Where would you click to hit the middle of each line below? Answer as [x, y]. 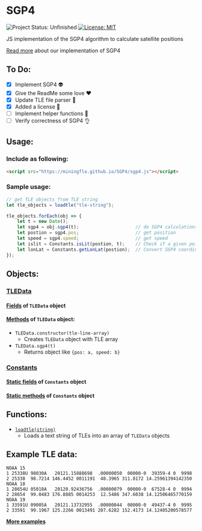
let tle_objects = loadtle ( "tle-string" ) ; [60, 205]
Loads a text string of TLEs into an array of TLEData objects [97, 435]
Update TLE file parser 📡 [45, 99]
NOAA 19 [16, 500]
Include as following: [37, 159]
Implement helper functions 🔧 [51, 113]
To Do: [19, 70]
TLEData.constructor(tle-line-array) [62, 333]
